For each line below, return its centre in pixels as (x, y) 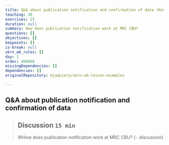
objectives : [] (21, 38)
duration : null (21, 24)
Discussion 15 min (46, 125)
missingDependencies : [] (31, 66)
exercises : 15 (20, 19)
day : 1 (12, 57)
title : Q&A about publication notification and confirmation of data (80, 10)
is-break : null (21, 47)
